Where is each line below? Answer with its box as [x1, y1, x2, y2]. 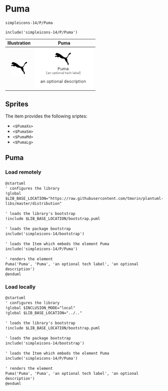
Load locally [5, 283, 36, 290]
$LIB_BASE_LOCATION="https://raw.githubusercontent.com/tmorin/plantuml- [5, 196, 164, 201]
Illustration [7, 40, 31, 46]
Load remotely [5, 169, 42, 176]
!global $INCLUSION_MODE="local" [5, 305, 76, 310]
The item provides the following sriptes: [5, 113, 88, 119]
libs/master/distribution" [5, 201, 62, 206]
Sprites [5, 99, 29, 108]
